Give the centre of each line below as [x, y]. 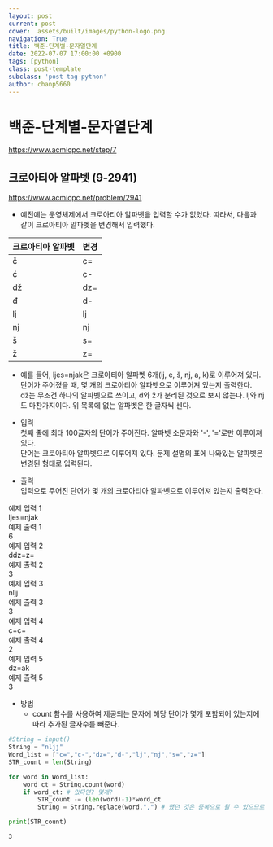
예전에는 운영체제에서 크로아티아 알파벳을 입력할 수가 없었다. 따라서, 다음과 [139, 215]
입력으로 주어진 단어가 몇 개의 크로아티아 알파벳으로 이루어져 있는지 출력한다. [142, 491]
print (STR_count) [38, 822]
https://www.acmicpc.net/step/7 [63, 150]
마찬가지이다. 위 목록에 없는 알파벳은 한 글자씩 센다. [110, 406]
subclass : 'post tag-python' [58, 77]
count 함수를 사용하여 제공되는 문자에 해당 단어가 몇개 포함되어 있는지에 [146, 714]
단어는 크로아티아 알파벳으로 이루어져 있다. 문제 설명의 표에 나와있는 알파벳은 [142, 454]
